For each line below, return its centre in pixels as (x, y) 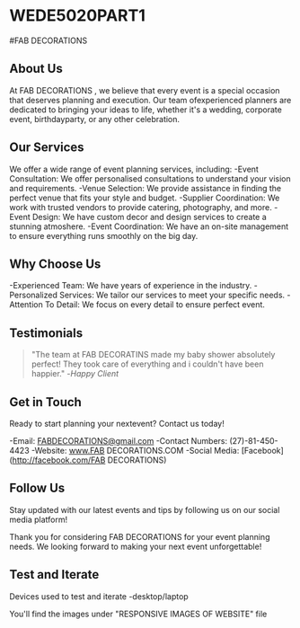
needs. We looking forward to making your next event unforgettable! (136, 546)
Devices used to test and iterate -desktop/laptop (99, 596)
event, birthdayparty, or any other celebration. (95, 119)
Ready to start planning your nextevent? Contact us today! (117, 424)
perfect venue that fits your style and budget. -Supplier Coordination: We (145, 198)
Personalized (34, 295)
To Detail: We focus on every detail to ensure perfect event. (154, 305)
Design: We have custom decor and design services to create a (149, 217)
